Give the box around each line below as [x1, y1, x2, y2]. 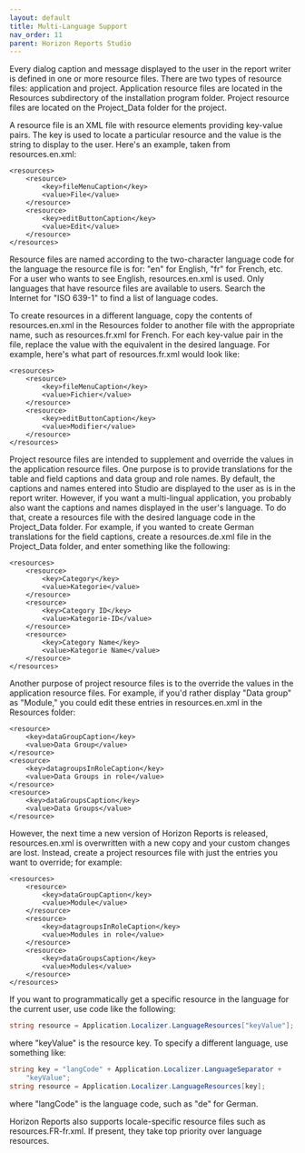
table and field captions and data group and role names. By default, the [9, 474, 276, 485]
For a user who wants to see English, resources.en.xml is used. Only [9, 274, 265, 285]
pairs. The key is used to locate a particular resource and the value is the [9, 129, 281, 141]
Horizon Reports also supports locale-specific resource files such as [9, 1116, 266, 1127]
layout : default [9, 13, 71, 23]
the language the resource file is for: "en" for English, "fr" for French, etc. [9, 264, 283, 275]
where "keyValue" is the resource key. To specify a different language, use [9, 1038, 289, 1048]
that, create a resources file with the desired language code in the [9, 512, 256, 523]
